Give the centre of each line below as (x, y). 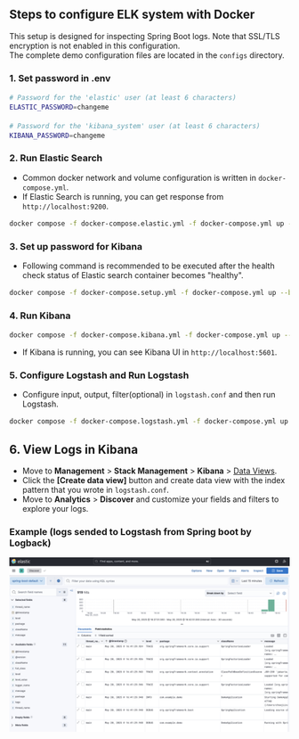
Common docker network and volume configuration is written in (139, 177)
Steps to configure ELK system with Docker (132, 15)
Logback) (30, 543)
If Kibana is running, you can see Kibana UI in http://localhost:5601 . (149, 352)
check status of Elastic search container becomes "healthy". (133, 275)
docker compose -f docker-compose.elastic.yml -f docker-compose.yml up (147, 223)
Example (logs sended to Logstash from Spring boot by (130, 531)
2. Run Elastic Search (56, 158)
